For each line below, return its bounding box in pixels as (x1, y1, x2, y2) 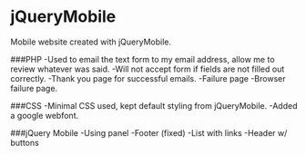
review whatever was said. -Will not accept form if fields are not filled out (10, 63, 285, 74)
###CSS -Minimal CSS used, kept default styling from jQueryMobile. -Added (10, 100, 298, 111)
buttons (10, 137, 39, 148)
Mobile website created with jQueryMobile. (10, 36, 172, 47)
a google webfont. (10, 110, 79, 121)
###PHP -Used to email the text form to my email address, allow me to (10, 53, 276, 64)
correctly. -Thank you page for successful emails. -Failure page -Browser (10, 73, 286, 83)
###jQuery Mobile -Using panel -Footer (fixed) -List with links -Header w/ (10, 127, 288, 138)
